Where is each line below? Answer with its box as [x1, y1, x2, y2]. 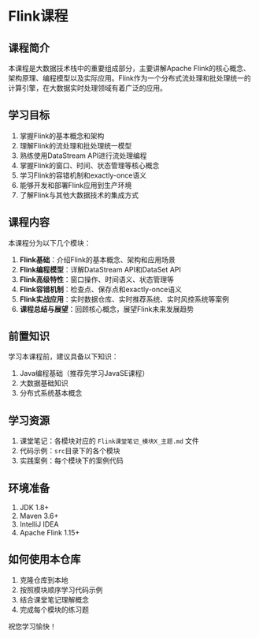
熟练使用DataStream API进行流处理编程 [19, 151, 147, 160]
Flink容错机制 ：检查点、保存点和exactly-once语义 [19, 284, 183, 294]
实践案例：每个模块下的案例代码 [19, 456, 124, 466]
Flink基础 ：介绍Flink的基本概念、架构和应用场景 [19, 254, 176, 265]
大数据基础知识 [19, 378, 68, 388]
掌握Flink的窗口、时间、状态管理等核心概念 [19, 160, 160, 170]
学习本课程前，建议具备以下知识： [8, 352, 119, 362]
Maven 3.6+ [19, 511, 59, 521]
